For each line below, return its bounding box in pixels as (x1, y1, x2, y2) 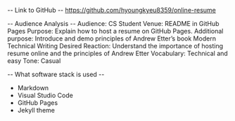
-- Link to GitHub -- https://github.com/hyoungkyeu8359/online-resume (7, 6, 217, 14)
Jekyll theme (17, 106, 55, 114)
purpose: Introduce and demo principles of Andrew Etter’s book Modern (7, 34, 217, 43)
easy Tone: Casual (7, 57, 61, 65)
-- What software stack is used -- (7, 70, 105, 78)
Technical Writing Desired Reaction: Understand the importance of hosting (7, 42, 224, 50)
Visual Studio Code (17, 91, 74, 99)
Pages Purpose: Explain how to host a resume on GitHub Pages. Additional (7, 27, 224, 35)
